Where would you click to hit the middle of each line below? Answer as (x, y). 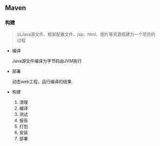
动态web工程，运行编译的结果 (42, 81)
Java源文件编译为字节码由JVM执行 (47, 61)
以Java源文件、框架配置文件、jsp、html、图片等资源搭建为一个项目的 (86, 34)
